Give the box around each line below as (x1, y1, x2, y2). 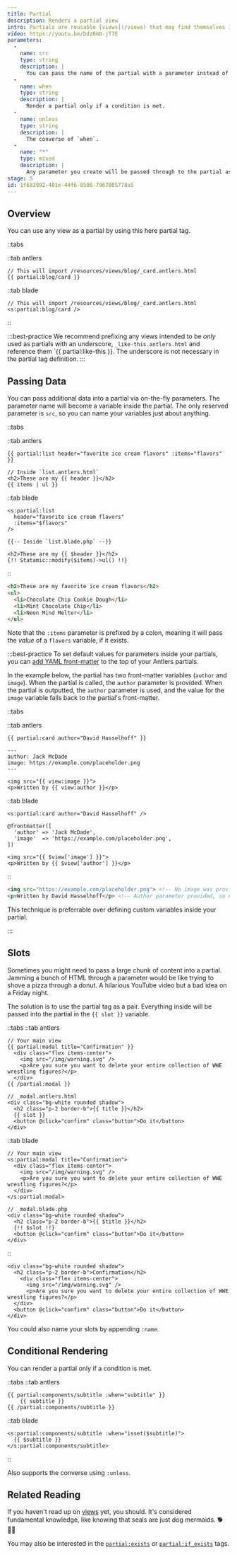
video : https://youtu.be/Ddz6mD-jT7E (7, 30, 119, 38)
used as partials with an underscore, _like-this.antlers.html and (7, 340, 200, 348)
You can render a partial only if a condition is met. (7, 1364, 152, 1372)
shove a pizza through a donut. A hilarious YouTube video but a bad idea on (7, 981, 227, 989)
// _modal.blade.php (7, 1205, 68, 1212)
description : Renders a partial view (7, 17, 119, 24)
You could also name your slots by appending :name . (7, 1324, 159, 1333)
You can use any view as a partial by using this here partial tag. (7, 226, 190, 235)
